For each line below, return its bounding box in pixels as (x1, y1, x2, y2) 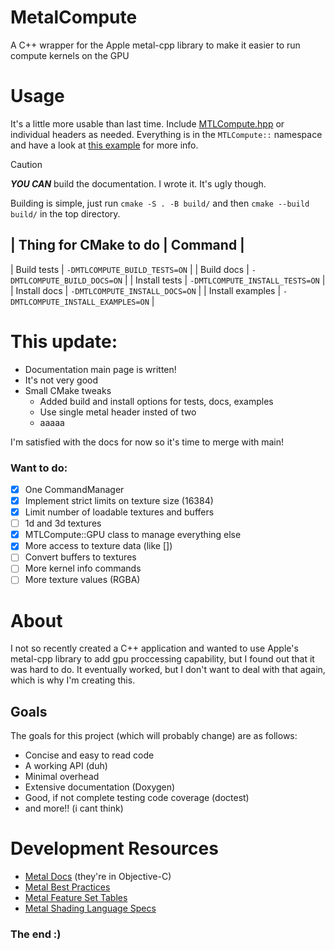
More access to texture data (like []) (24, 540, 173, 552)
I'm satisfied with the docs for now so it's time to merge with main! (10, 436, 285, 448)
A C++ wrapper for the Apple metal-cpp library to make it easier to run (10, 39, 301, 51)
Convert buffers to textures (24, 551, 137, 563)
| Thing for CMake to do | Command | (10, 237, 245, 254)
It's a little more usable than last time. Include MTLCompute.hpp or (10, 117, 285, 130)
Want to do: (10, 461, 68, 475)
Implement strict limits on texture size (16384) (24, 494, 214, 506)
